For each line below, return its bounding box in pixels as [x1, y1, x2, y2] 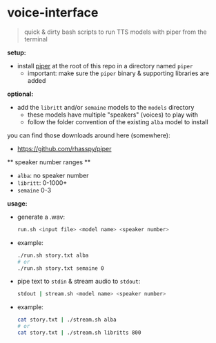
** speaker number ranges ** [7, 157, 91, 166]
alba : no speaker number [17, 171, 89, 179]
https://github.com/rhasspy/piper [17, 144, 112, 153]
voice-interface [7, 5, 99, 21]
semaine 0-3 [17, 186, 52, 194]
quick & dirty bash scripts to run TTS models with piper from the [23, 28, 207, 36]
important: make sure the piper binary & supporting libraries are [27, 69, 209, 77]
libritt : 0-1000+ [17, 178, 68, 187]
